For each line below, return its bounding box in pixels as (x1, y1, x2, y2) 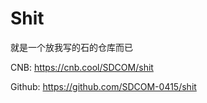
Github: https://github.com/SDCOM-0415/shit (10, 80, 197, 92)
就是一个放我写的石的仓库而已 (10, 41, 133, 53)
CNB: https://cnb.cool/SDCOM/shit (10, 61, 154, 73)
